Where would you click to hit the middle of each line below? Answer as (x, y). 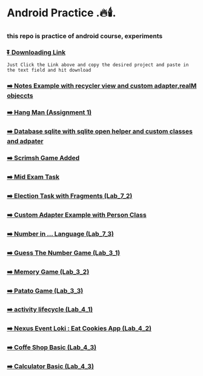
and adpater (25, 142)
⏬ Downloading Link (36, 52)
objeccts (20, 96)
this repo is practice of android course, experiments (85, 36)
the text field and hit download (49, 70)
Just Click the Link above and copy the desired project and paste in (98, 65)
